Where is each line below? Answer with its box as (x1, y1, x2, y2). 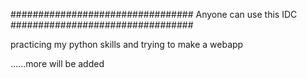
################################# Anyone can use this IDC (10, 9, 298, 20)
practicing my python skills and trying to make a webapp (10, 39, 244, 50)
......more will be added (10, 58, 105, 69)
